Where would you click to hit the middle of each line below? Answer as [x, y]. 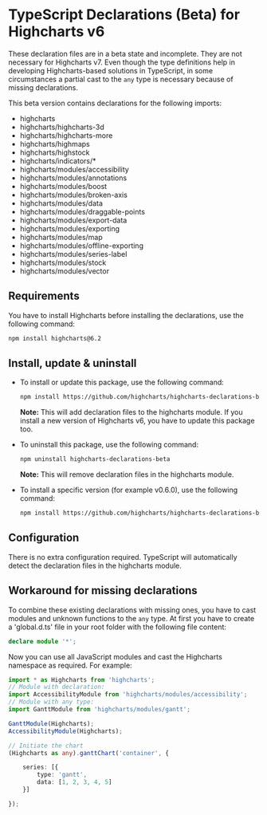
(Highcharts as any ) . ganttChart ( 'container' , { [89, 753]
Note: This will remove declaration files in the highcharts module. [127, 474]
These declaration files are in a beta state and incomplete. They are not [126, 53]
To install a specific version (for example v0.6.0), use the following [129, 490]
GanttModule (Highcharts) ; [51, 723]
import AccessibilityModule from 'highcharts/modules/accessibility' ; [128, 695]
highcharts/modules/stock [63, 262]
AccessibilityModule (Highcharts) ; [66, 731]
